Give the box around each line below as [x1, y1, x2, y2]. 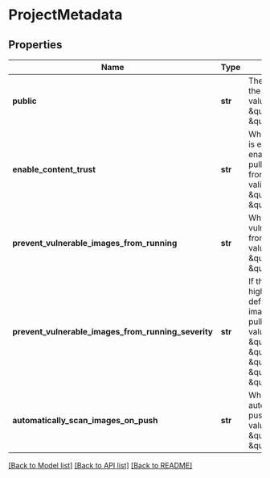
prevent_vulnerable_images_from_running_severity [12, 326, 213, 337]
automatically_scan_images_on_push [12, 415, 158, 426]
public [12, 95, 38, 106]
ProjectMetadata [8, 6, 123, 24]
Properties [8, 38, 63, 52]
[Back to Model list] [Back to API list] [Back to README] [8, 461, 193, 470]
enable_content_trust [12, 164, 96, 175]
